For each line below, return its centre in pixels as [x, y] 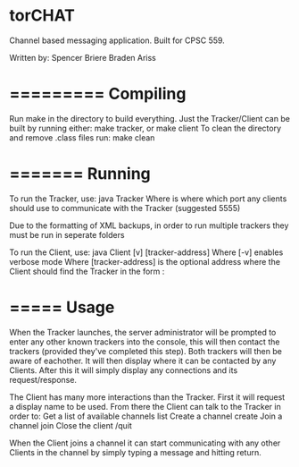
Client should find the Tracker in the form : [87, 271]
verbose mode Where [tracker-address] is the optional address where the [145, 261]
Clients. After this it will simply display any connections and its [124, 370]
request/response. [43, 379]
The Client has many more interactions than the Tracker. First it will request [147, 397]
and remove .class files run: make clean [82, 137]
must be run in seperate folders [67, 234]
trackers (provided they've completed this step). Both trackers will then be [146, 351]
